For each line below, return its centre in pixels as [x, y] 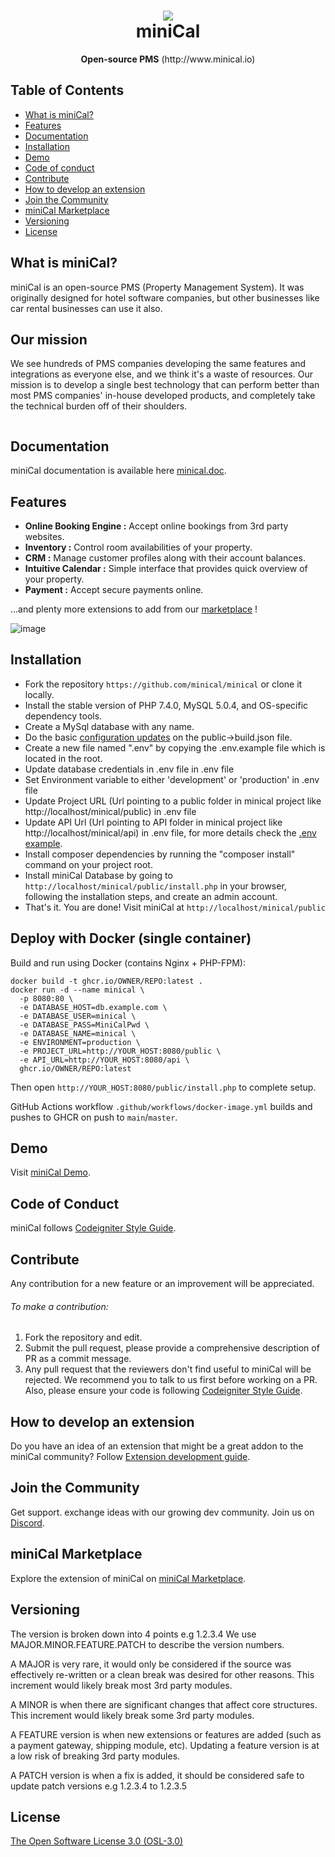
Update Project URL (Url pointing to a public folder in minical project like [173, 801]
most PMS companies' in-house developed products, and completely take [163, 396]
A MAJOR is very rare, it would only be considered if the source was [151, 1664]
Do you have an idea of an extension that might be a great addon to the [157, 1446]
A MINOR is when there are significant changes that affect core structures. [164, 1704]
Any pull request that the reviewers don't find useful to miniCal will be [168, 1369]
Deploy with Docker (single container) [131, 938]
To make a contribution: [59, 1306]
